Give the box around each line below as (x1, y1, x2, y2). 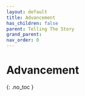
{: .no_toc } (6, 83, 34, 91)
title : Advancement (6, 15, 56, 21)
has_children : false (6, 20, 59, 26)
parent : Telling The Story (6, 26, 75, 32)
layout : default (6, 9, 47, 15)
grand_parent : (6, 32, 42, 38)
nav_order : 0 (6, 37, 39, 43)
